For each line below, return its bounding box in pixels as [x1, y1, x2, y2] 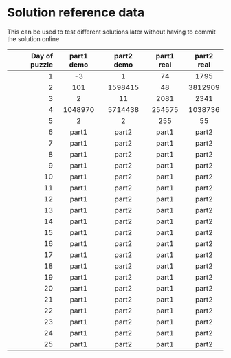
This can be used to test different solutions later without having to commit [7, 27, 217, 36]
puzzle [30, 60, 54, 69]
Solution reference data [7, 5, 145, 21]
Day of [30, 51, 54, 60]
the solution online [7, 34, 60, 43]
